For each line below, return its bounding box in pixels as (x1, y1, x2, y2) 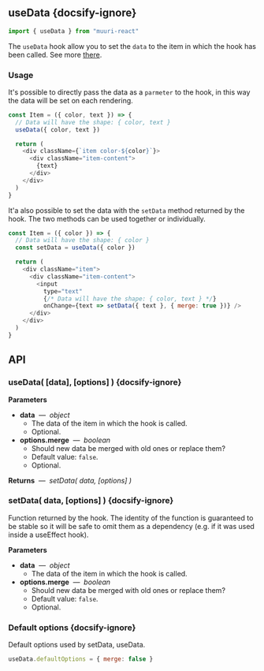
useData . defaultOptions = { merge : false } (8, 655, 154, 663)
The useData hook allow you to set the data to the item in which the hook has (8, 41, 256, 50)
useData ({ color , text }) (15, 125, 101, 133)
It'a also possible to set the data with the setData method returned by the (8, 205, 245, 215)
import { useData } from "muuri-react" (8, 27, 139, 35)
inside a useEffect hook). (8, 530, 89, 539)
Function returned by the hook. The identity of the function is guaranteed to (8, 513, 254, 523)
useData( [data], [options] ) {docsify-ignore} (8, 377, 182, 388)
